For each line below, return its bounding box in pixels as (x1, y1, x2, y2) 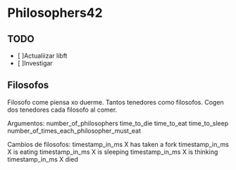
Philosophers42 (7, 5, 104, 21)
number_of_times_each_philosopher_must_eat (7, 126, 142, 135)
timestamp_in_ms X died (7, 155, 79, 163)
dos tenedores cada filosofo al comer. (7, 105, 118, 114)
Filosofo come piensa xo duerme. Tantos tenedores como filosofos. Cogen (7, 98, 224, 106)
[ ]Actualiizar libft (17, 51, 68, 60)
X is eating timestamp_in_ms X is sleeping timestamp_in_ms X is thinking (7, 148, 218, 156)
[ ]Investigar (17, 59, 53, 67)
